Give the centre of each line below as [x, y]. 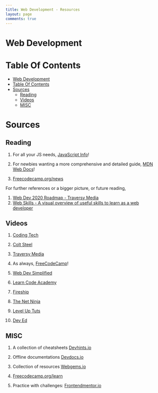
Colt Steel [22, 245]
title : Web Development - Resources [43, 10]
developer [23, 208]
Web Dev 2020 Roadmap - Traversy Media [56, 197]
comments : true [21, 19]
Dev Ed [20, 321]
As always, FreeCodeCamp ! [40, 264]
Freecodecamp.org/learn [38, 376]
